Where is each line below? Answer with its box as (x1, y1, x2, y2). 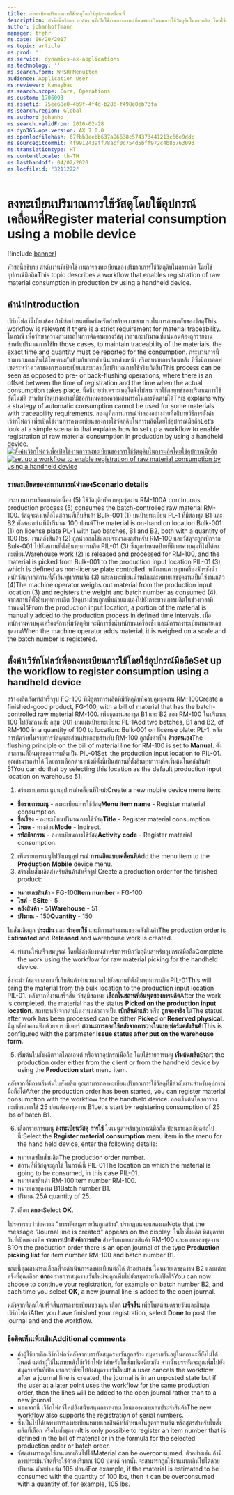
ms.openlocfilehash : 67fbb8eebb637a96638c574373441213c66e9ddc (7, 133, 195, 140)
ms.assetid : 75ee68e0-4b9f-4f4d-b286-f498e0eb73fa (7, 101, 157, 108)
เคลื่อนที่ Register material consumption (7, 210, 226, 226)
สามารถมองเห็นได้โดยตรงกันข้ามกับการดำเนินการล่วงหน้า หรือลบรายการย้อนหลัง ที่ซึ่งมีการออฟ (7, 356, 222, 364)
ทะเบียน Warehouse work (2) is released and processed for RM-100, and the (7, 550, 220, 558)
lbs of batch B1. (7, 1110, 52, 1119)
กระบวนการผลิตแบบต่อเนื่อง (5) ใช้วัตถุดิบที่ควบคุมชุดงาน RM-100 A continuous (7, 495, 201, 504)
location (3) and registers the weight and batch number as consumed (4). (7, 588, 218, 596)
